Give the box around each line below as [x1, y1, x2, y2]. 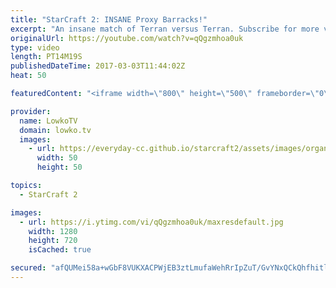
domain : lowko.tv [19, 125, 92, 135]
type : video [10, 42, 60, 53]
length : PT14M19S [10, 52, 83, 62]
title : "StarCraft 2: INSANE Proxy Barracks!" [10, 14, 208, 25]
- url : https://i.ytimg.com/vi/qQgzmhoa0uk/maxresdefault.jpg [19, 217, 284, 227]
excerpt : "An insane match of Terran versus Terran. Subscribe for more [10, 24, 320, 34]
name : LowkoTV [19, 116, 78, 126]
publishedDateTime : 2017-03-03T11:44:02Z [10, 61, 186, 71]
